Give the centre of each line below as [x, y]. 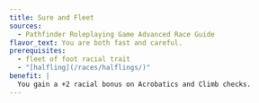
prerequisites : [38, 51]
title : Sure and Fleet [52, 17]
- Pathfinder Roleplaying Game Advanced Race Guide [116, 34]
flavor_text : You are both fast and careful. [96, 43]
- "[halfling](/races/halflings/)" [84, 68]
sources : [26, 26]
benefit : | [30, 76]
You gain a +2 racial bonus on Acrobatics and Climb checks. [134, 84]
